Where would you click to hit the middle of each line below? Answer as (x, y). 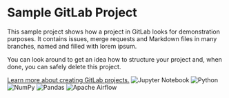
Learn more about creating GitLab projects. (68, 79)
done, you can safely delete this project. (64, 66)
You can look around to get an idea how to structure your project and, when (115, 59)
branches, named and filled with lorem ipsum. (72, 46)
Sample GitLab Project (72, 13)
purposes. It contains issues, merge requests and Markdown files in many (112, 38)
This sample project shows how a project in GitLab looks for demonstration (114, 32)
